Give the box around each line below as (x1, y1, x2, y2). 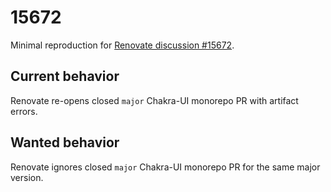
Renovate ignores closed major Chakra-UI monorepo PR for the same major (10, 161, 321, 173)
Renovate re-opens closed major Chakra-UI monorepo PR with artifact (10, 94, 299, 106)
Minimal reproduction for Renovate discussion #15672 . (10, 39, 235, 51)
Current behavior (10, 68, 120, 85)
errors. (10, 105, 38, 117)
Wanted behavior (10, 134, 120, 151)
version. (10, 171, 44, 183)
